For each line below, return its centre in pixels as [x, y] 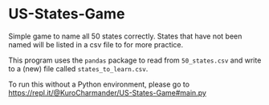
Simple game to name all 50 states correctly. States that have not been [125, 36]
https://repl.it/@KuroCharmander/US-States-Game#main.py [108, 92]
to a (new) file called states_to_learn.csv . [78, 68]
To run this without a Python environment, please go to [99, 84]
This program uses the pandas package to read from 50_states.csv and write [135, 60]
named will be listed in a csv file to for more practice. [96, 44]
